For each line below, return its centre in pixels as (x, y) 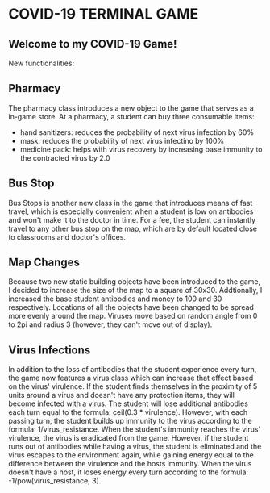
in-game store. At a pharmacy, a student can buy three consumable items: (132, 116)
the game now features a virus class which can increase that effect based (131, 378)
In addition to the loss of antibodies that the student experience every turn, (133, 370)
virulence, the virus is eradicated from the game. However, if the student (129, 438)
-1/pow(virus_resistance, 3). (55, 481)
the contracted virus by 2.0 (65, 157)
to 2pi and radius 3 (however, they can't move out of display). (110, 324)
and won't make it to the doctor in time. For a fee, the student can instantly (132, 219)
